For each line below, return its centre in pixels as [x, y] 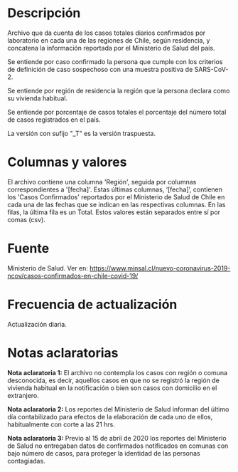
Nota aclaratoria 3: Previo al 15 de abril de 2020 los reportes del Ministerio [117, 438]
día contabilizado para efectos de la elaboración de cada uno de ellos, [110, 416]
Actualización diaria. [37, 324]
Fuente [28, 249]
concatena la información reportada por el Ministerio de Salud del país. [111, 48]
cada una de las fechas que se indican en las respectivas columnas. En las [117, 204]
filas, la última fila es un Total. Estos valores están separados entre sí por [114, 212]
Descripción [44, 13]
